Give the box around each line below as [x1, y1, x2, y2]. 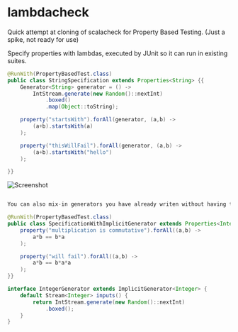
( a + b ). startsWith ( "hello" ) [33, 148, 113, 156]
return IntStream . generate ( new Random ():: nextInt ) [33, 299, 186, 306]
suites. [7, 56, 27, 65]
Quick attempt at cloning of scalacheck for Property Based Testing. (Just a [7, 28, 225, 36]
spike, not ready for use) [7, 35, 79, 43]
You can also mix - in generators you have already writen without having [7, 201, 227, 208]
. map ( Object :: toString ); [45, 104, 119, 111]
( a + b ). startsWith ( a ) [33, 123, 93, 130]
